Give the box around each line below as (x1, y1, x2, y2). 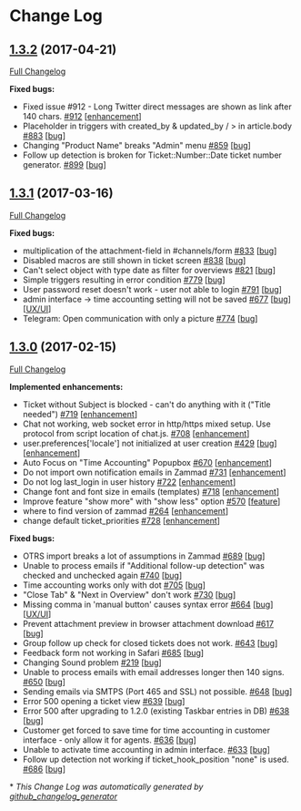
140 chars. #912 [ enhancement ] (22, 111, 143, 121)
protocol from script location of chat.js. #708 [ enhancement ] (22, 427, 250, 438)
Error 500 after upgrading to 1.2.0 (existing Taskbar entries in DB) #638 (22, 705, 290, 716)
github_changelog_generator (9, 790, 118, 802)
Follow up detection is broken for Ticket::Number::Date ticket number (22, 149, 282, 160)
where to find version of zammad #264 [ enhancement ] (22, 505, 229, 516)
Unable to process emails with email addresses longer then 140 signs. (22, 666, 285, 677)
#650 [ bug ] (22, 676, 66, 687)
